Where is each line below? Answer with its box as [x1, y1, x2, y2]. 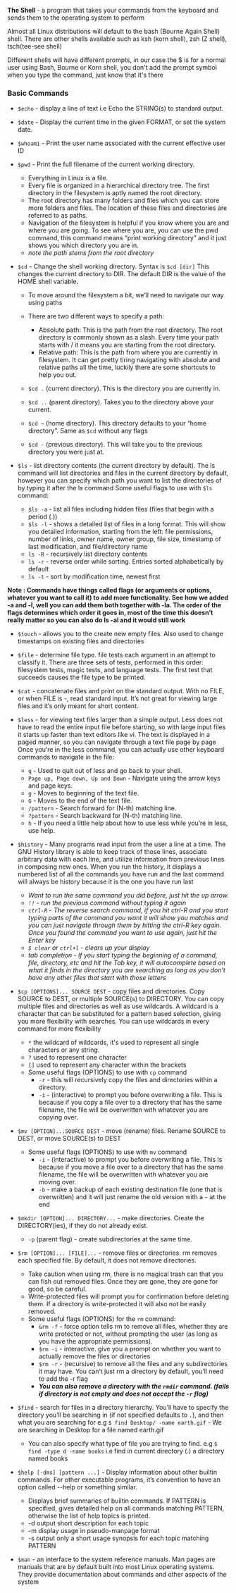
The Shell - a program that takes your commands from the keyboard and [7, 6, 218, 14]
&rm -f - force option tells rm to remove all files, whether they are [38, 1322, 228, 1331]
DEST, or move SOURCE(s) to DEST [17, 1134, 121, 1143]
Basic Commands [7, 88, 69, 98]
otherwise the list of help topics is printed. [27, 1511, 150, 1520]
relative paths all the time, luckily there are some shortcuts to [38, 363, 216, 372]
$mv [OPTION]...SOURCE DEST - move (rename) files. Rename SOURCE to [17, 1127, 226, 1135]
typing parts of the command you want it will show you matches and [27, 914, 228, 922]
